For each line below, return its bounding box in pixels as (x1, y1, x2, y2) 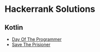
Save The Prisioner (11, 42, 51, 48)
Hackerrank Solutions (4, 3, 96, 15)
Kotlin (4, 23, 23, 32)
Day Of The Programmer (11, 36, 62, 42)
